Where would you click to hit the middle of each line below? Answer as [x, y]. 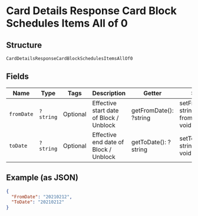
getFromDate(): [153, 110]
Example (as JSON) [42, 178]
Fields [18, 77]
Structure [24, 45]
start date [105, 110]
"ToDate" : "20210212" [38, 202]
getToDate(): [149, 142]
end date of [108, 142]
